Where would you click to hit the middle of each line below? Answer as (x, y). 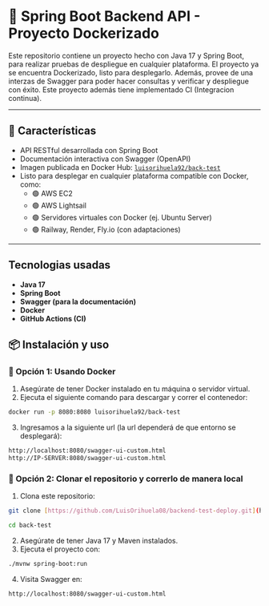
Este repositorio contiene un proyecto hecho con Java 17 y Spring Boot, (126, 55)
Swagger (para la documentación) (78, 301)
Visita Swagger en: (51, 579)
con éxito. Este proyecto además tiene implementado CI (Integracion (121, 89)
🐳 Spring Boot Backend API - (104, 16)
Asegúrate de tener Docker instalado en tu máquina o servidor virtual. (135, 389)
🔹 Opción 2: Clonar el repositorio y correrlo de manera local (126, 479)
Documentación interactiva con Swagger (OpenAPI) (105, 159)
